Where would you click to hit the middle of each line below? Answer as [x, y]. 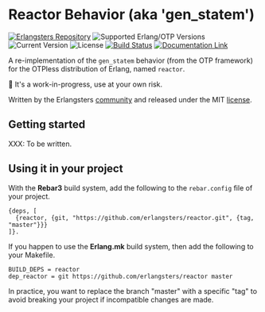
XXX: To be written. [40, 144]
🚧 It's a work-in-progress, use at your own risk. [86, 84]
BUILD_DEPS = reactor [44, 269]
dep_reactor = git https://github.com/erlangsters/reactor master [121, 276]
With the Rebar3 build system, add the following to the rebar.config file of [131, 187]
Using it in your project [66, 169]
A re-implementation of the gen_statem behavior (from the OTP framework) [131, 60]
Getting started [47, 125]
